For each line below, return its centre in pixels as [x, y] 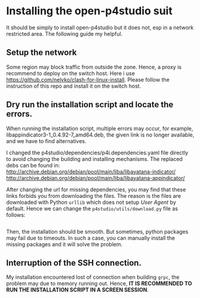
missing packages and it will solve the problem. [64, 244]
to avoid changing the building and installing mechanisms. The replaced [95, 159]
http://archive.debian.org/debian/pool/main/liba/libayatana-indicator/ [91, 172]
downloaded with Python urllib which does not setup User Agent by [91, 202]
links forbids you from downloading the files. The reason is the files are [93, 195]
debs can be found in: [33, 165]
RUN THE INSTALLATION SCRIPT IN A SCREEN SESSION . [78, 290]
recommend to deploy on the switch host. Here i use [71, 73]
